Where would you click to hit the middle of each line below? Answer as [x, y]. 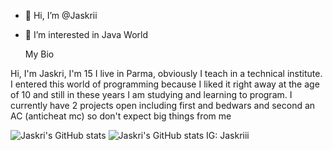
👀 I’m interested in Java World [86, 34]
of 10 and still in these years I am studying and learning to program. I [151, 94]
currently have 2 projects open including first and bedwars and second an [163, 105]
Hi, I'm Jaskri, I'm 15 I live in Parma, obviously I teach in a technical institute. [166, 73]
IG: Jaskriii [228, 135]
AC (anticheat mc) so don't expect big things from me [121, 116]
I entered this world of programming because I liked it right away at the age [165, 84]
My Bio [39, 54]
